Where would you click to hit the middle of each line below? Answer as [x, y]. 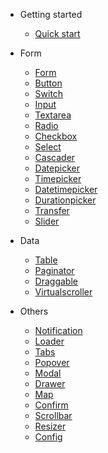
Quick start [57, 33]
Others [34, 311]
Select [48, 147]
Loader [49, 341]
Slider [47, 221]
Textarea [53, 115]
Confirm [51, 405]
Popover [52, 362]
